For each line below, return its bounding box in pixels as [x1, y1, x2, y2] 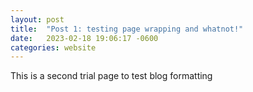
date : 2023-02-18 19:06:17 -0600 [10, 33, 159, 43]
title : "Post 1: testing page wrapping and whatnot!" [10, 24, 244, 34]
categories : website [10, 42, 97, 53]
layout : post [10, 14, 65, 25]
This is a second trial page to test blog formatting [10, 70, 213, 82]
